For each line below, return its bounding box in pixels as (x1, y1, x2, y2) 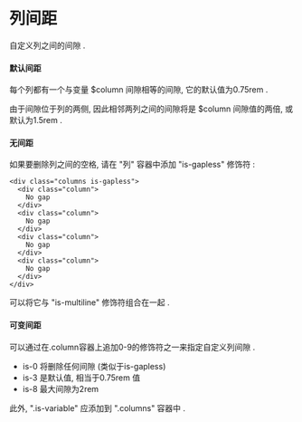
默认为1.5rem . (9, 115, 63, 126)
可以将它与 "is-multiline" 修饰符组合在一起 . (9, 297, 170, 308)
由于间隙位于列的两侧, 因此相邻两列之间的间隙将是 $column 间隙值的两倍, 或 (9, 103, 294, 114)
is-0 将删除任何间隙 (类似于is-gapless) (22, 360, 166, 371)
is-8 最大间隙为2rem (22, 383, 99, 394)
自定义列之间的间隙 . (9, 40, 86, 51)
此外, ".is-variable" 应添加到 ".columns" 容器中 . (9, 402, 186, 413)
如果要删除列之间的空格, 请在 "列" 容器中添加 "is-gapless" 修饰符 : (9, 159, 256, 170)
